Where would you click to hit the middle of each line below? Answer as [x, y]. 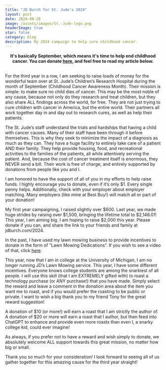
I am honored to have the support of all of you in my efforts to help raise [78, 179]
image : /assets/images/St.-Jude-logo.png [48, 23]
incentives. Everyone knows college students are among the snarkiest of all [82, 270]
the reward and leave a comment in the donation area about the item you [79, 286]
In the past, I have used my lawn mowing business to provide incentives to [81, 240]
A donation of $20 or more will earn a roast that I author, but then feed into [81, 317]
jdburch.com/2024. [25, 230]
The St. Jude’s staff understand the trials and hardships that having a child [81, 127]
